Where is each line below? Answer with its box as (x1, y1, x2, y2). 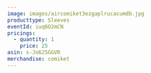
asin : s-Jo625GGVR (7, 49, 61, 56)
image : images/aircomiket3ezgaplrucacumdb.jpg (7, 10, 145, 17)
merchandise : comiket (7, 56, 70, 63)
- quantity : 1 (13, 36, 54, 43)
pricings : (7, 29, 36, 37)
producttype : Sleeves (7, 17, 70, 24)
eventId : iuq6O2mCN (7, 23, 64, 30)
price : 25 (19, 42, 49, 49)
